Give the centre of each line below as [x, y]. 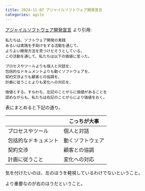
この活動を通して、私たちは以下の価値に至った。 [49, 56]
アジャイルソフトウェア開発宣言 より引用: [49, 30]
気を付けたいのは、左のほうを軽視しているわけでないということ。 [74, 173]
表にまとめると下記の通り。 [34, 107]
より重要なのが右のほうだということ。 [45, 183]
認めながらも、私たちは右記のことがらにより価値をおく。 [56, 97]
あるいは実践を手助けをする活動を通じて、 [43, 45]
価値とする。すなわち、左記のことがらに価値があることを [56, 92]
